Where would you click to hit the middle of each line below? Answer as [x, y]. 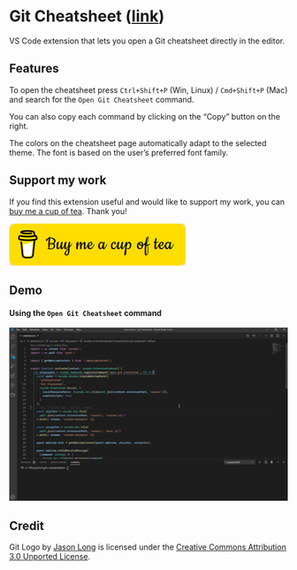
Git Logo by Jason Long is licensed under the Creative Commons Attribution [148, 547]
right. [19, 126]
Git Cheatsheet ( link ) [87, 16]
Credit [27, 525]
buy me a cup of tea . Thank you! [69, 211]
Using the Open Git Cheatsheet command [85, 312]
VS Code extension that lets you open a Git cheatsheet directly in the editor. [147, 41]
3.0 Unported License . [50, 556]
